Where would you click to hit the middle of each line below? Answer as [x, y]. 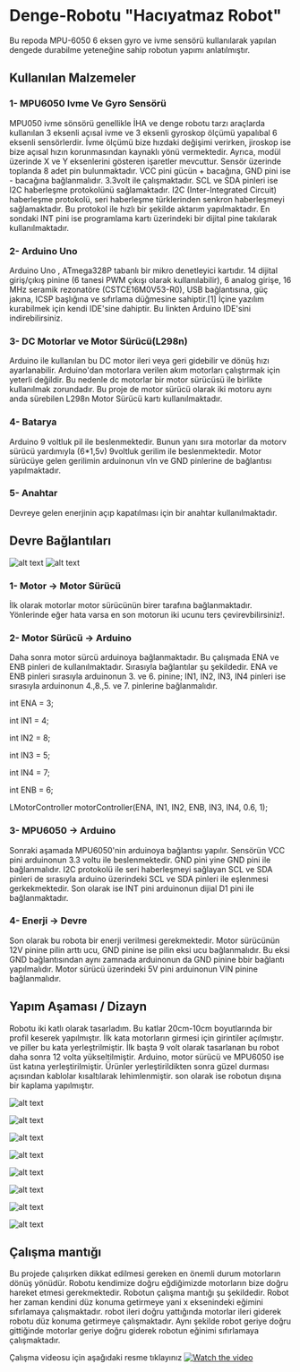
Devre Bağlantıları [60, 541]
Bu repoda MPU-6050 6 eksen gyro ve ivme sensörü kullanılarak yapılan [143, 40]
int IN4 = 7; [30, 773]
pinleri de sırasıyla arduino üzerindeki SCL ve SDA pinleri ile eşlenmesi [139, 879]
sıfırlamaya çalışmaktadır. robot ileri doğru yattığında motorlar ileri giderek [146, 1312]
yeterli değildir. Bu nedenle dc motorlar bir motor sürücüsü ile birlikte [136, 380]
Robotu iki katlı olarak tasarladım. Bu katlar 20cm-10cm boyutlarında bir [141, 1028]
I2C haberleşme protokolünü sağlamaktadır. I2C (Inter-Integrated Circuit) [143, 190]
